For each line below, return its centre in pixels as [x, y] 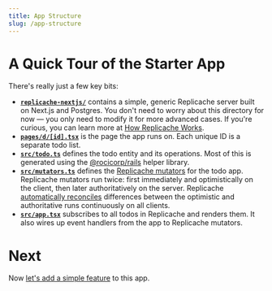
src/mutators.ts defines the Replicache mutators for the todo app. [132, 171]
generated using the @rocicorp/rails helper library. [105, 163]
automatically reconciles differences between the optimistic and [127, 197]
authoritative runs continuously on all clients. [95, 206]
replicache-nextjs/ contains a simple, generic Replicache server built [137, 102]
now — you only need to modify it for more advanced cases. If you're [136, 119]
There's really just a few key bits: [64, 86]
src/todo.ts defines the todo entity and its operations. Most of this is [136, 154]
